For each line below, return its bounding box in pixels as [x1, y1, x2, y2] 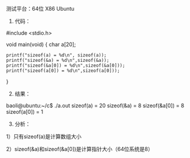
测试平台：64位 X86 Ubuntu [6, 5, 75, 12]
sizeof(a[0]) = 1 [6, 108, 43, 115]
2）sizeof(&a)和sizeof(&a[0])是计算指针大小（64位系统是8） [6, 146, 153, 152]
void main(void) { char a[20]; [6, 41, 76, 48]
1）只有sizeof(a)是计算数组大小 [6, 133, 81, 140]
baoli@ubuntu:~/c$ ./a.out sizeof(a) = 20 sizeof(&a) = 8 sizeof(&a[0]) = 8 [6, 102, 185, 109]
